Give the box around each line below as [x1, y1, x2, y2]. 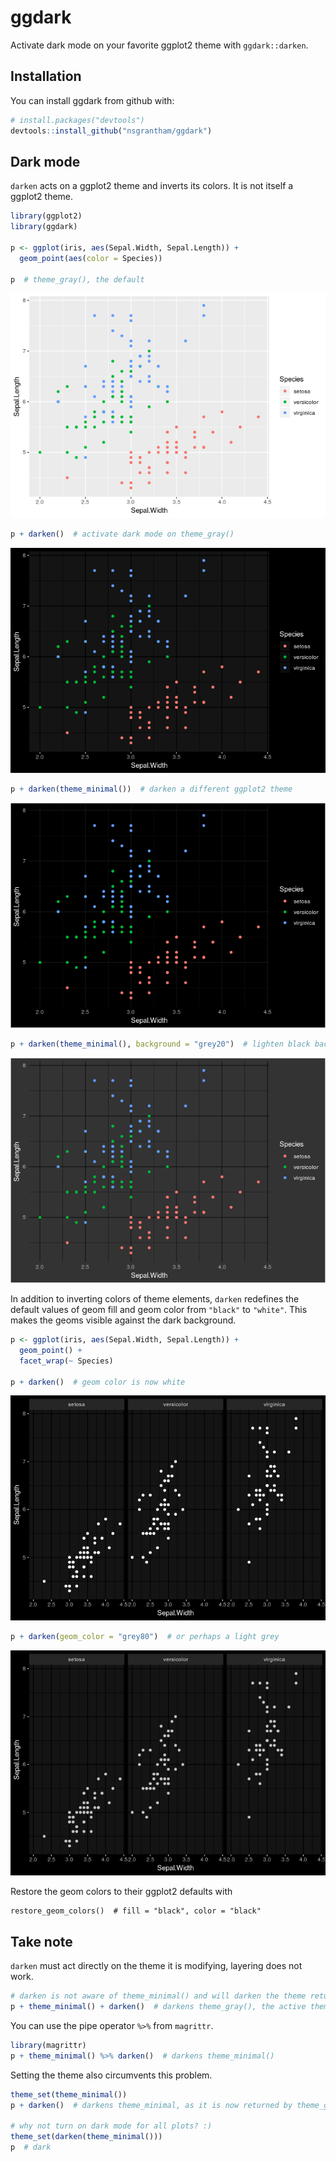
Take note [10, 1933, 73, 1950]
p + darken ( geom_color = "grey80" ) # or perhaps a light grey [10, 1632, 280, 1642]
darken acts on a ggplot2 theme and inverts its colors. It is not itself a [10, 180, 294, 192]
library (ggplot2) [10, 211, 83, 221]
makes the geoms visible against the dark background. [10, 1314, 237, 1326]
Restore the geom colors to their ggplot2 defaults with [10, 1886, 233, 1898]
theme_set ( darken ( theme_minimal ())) [10, 2132, 163, 2142]
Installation [10, 68, 82, 85]
